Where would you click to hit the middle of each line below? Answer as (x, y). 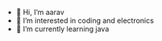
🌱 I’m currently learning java (62, 29)
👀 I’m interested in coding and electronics (85, 20)
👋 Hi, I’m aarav (40, 12)
